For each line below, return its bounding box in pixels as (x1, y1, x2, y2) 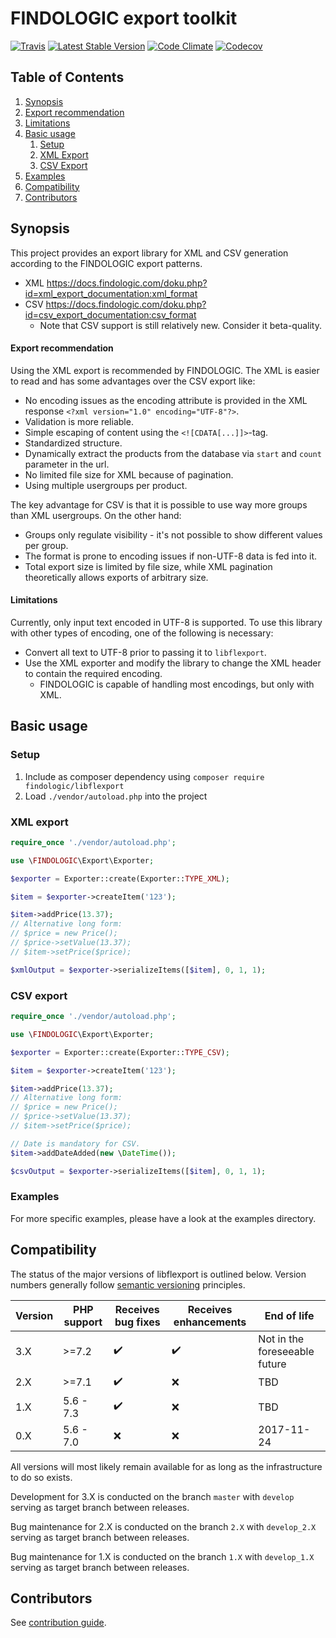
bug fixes (114, 1315, 161, 1329)
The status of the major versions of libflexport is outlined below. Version (10, 1268, 307, 1280)
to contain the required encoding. (24, 667, 163, 679)
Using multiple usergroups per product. (24, 479, 188, 491)
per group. (24, 539, 69, 551)
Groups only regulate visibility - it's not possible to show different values (24, 528, 323, 541)
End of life (264, 1308, 315, 1322)
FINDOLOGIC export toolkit (10, 7, 238, 30)
